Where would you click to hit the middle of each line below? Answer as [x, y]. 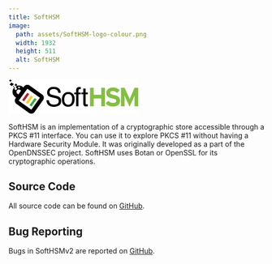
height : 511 [36, 51]
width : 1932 [36, 43]
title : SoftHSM [34, 17]
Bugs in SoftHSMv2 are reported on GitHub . [82, 251]
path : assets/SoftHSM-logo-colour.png [82, 34]
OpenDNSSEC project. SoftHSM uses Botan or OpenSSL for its [113, 152]
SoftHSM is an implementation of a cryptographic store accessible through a [136, 126]
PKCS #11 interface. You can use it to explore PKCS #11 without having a [129, 135]
